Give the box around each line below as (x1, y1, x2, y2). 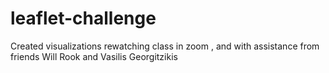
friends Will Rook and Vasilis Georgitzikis (10, 50, 178, 62)
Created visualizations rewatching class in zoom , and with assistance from (10, 40, 320, 52)
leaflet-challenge (10, 7, 157, 30)
